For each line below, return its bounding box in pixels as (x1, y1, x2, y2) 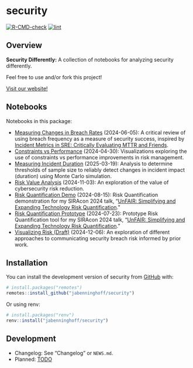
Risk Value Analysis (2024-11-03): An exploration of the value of (14, 179, 169, 186)
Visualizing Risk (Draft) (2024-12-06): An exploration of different (14, 229, 170, 236)
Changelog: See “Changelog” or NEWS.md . (14, 349, 113, 356)
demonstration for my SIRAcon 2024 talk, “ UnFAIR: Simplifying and (14, 197, 176, 205)
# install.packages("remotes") (6, 285, 82, 291)
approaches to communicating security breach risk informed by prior (14, 234, 181, 241)
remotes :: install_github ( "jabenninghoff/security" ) (6, 290, 135, 297)
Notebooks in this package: (6, 117, 72, 124)
